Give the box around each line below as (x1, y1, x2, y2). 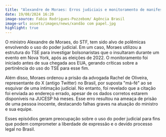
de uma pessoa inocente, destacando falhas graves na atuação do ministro (5, 101, 158, 107)
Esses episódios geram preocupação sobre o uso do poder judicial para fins (5, 116, 161, 122)
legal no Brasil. (5, 126, 36, 132)
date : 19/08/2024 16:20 (5, 12, 54, 17)
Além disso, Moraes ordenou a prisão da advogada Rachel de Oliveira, (5, 75, 148, 81)
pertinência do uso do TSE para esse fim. (5, 65, 89, 71)
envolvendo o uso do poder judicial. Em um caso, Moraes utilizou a (5, 44, 142, 50)
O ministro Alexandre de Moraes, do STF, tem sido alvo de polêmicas (5, 39, 146, 45)
